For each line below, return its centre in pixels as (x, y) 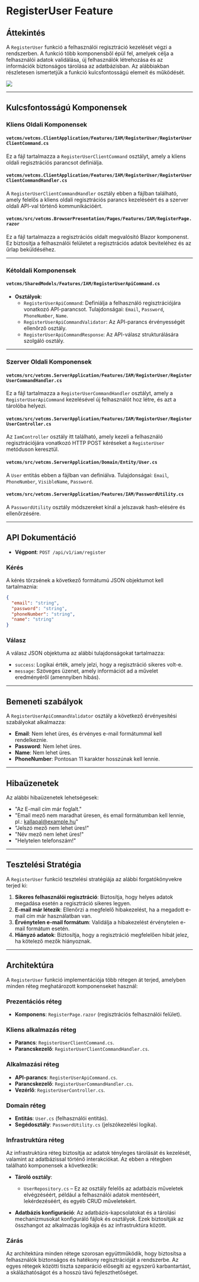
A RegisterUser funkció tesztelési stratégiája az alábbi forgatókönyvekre (94, 879)
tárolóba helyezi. (26, 406)
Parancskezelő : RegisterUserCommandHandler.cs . (74, 1084)
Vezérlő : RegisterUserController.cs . (60, 1090)
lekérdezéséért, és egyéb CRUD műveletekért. (80, 1201)
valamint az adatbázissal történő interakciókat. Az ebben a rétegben (89, 1159)
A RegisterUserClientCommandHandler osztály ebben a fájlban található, (92, 193)
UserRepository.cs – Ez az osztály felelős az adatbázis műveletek (103, 1189)
